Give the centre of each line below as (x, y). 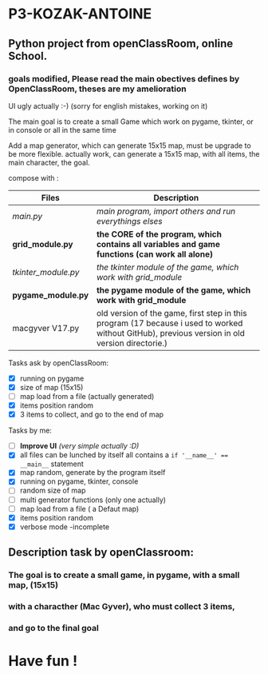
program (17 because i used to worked (169, 323)
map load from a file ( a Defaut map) (79, 508)
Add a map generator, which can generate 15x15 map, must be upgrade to (130, 146)
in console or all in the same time (63, 130)
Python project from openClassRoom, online (121, 44)
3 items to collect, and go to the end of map (92, 415)
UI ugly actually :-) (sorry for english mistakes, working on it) (108, 106)
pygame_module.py (51, 295)
